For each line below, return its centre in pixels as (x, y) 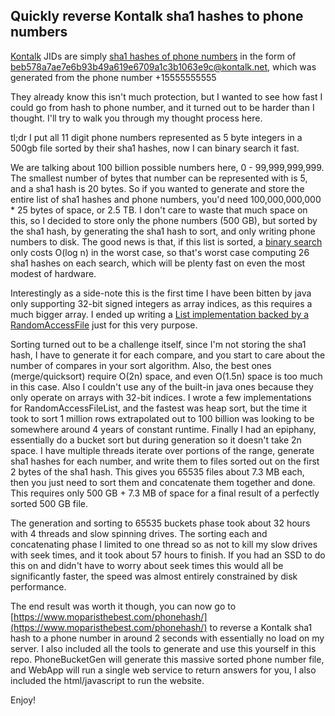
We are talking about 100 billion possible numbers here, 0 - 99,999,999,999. (167, 167)
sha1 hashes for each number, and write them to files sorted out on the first (165, 461)
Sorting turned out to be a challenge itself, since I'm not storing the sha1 (158, 344)
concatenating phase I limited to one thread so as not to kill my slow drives (164, 544)
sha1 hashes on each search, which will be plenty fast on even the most (158, 263)
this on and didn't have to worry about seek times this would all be (147, 565)
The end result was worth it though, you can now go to (123, 606)
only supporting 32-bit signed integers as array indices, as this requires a (161, 303)
